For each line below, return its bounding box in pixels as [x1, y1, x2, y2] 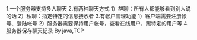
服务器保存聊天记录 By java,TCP [6, 27, 84, 34]
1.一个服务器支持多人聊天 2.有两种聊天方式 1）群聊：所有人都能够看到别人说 [6, 5, 191, 12]
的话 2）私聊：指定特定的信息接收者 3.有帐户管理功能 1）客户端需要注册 [6, 12, 182, 19]
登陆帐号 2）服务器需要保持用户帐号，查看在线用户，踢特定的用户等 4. [16, 20, 189, 26]
